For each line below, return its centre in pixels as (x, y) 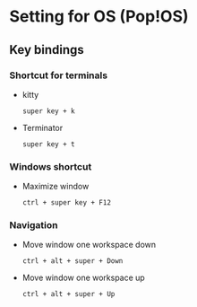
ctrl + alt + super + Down (73, 261)
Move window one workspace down (89, 245)
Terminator (43, 127)
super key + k (48, 111)
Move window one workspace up (83, 278)
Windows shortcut (51, 166)
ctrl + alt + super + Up (69, 294)
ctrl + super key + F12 (67, 203)
